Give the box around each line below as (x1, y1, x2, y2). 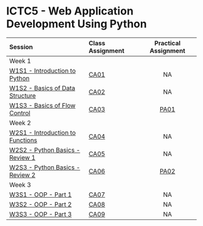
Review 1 (9, 153, 36, 161)
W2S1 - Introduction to (9, 128, 76, 137)
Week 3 (9, 180, 31, 189)
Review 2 (9, 170, 36, 179)
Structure (9, 91, 36, 100)
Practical (154, 39, 181, 47)
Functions (9, 136, 37, 144)
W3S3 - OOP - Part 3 (9, 210, 72, 218)
